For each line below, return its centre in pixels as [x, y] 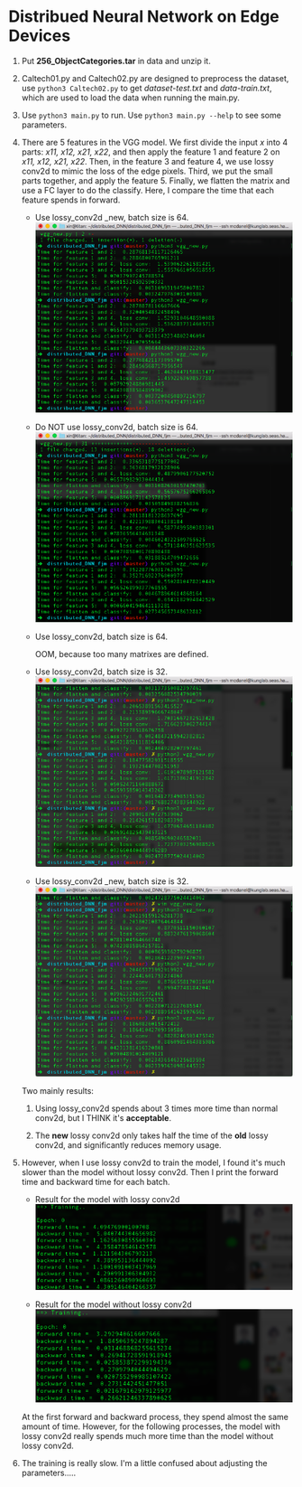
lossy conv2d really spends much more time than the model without [147, 1436]
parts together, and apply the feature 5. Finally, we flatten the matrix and [156, 180]
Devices [40, 36]
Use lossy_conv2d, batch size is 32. [101, 672]
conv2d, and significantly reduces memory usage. [128, 1144]
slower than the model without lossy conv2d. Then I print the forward [150, 1172]
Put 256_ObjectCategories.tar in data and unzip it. [116, 61]
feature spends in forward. [71, 200]
